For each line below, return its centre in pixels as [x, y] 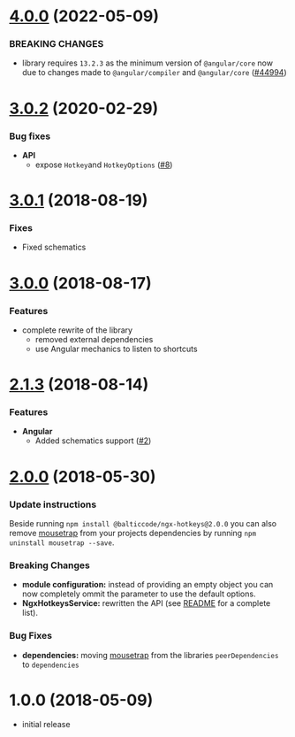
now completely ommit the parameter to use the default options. [139, 594]
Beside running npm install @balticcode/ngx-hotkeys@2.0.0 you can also [143, 523]
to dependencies [50, 664]
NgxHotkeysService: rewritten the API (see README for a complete [146, 603]
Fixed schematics [54, 247]
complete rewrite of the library [77, 330]
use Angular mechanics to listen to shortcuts [116, 349]
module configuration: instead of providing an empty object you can [147, 585]
